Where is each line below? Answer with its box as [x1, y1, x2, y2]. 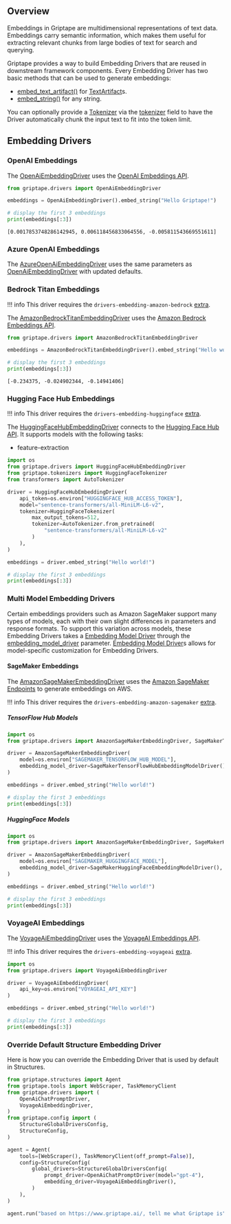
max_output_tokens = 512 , [32, 514, 100, 521]
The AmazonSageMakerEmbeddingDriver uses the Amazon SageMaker [7, 677, 210, 685]
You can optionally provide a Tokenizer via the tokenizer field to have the [7, 108, 213, 116]
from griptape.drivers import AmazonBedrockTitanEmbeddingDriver [7, 334, 198, 341]
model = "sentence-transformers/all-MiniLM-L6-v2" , [19, 501, 165, 509]
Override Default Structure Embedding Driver [7, 1040, 162, 1050]
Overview [7, 6, 50, 17]
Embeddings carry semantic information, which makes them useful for [7, 31, 206, 39]
